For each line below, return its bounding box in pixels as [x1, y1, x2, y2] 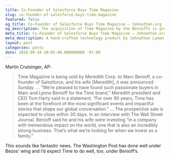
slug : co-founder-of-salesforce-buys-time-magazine [5, 12, 116, 17]
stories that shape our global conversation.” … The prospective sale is [17, 106, 163, 112]
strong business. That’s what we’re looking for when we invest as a [17, 127, 158, 133]
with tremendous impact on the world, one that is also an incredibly [17, 122, 158, 128]
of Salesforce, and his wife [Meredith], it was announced [35, 79, 154, 85]
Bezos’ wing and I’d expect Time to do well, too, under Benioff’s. [5, 148, 139, 154]
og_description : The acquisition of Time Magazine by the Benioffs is [5, 26, 157, 31]
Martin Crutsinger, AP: [5, 64, 52, 70]
